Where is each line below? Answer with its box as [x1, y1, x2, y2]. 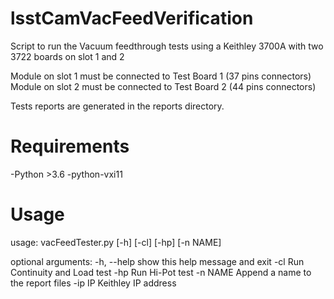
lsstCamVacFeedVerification [10, 7, 254, 30]
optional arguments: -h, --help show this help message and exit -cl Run [10, 255, 305, 267]
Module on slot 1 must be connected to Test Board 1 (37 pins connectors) [10, 70, 312, 82]
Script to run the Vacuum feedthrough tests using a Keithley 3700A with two [10, 40, 324, 52]
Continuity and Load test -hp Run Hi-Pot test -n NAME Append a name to [10, 266, 312, 278]
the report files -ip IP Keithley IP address [10, 277, 177, 289]
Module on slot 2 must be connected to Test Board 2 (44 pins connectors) [10, 80, 317, 92]
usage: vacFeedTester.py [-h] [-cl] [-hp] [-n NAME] [10, 236, 222, 248]
